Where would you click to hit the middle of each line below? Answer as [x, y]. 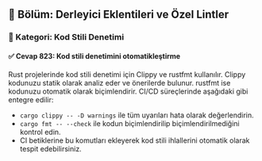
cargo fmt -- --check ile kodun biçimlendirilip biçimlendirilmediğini [129, 123]
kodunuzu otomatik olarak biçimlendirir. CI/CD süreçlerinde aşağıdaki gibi [128, 91]
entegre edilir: [31, 99]
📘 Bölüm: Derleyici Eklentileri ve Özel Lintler [119, 15]
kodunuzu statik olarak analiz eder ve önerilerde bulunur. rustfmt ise [119, 82]
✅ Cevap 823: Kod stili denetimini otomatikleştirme [94, 56]
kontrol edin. [40, 132]
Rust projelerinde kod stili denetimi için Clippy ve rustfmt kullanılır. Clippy [127, 74]
